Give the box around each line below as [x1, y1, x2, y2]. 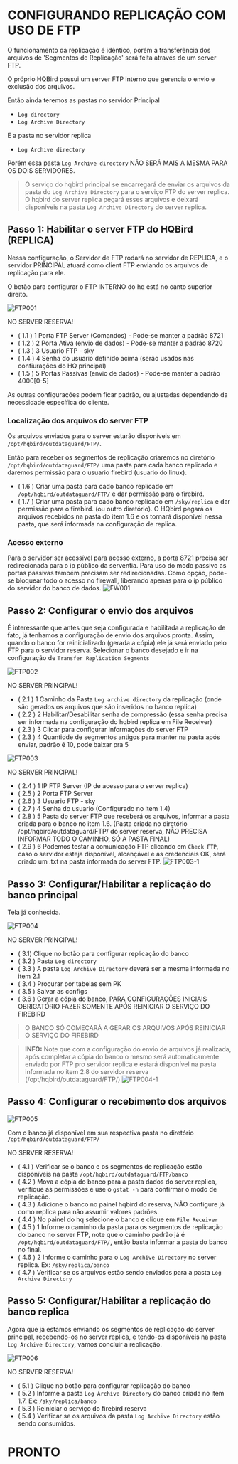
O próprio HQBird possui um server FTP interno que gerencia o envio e [7, 75, 215, 83]
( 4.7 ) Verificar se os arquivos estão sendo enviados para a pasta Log [17, 1268, 222, 1276]
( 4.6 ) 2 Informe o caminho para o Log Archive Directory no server [17, 1253, 217, 1261]
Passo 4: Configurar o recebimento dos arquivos [7, 1096, 227, 1108]
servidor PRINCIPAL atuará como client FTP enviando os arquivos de [7, 260, 209, 270]
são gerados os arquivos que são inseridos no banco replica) [17, 703, 198, 711]
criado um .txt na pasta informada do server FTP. [17, 857, 162, 866]
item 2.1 [17, 972, 40, 980]
